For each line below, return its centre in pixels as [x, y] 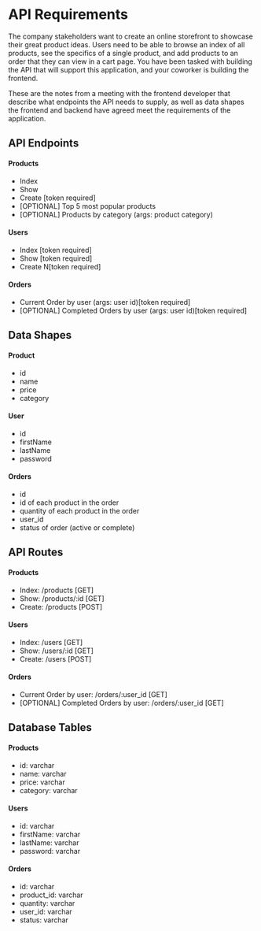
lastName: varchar [49, 842]
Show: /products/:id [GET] [62, 598]
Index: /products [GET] [57, 590]
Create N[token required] [60, 266]
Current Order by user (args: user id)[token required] [105, 302]
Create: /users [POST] [55, 658]
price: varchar [42, 782]
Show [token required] [56, 258]
